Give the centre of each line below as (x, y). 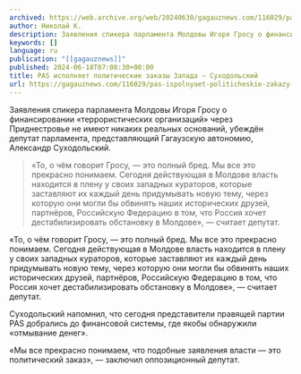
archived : (28, 17)
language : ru (34, 51)
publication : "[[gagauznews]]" (68, 59)
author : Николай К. (46, 26)
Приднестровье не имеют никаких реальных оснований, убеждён (137, 128)
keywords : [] (34, 42)
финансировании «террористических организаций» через (121, 119)
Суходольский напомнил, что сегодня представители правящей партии (147, 313)
